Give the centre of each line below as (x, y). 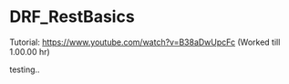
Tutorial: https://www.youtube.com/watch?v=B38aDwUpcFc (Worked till (145, 42)
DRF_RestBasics (72, 17)
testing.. (25, 69)
